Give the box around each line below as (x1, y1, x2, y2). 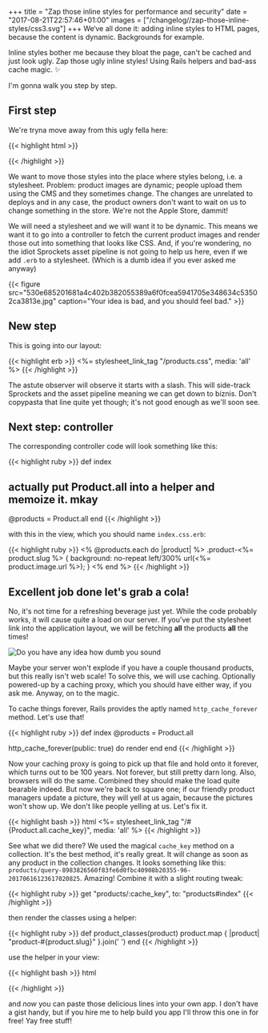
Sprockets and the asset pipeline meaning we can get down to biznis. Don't (8, 388, 258, 398)
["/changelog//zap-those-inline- (143, 15, 250, 25)
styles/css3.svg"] (8, 24, 66, 33)
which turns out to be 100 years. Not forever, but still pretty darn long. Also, (8, 767, 257, 777)
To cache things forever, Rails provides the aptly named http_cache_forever (8, 704, 258, 714)
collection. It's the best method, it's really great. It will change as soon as (8, 850, 249, 859)
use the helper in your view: (8, 952, 100, 963)
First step (8, 104, 57, 118)
